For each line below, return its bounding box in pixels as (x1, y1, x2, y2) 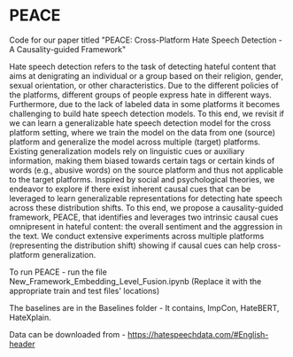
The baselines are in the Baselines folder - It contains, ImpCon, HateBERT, (9, 302, 280, 313)
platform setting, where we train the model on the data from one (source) (9, 127, 276, 137)
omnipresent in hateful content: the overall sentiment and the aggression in (9, 221, 283, 231)
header (9, 338, 35, 349)
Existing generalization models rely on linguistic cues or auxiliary (9, 145, 245, 156)
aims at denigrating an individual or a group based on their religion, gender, (9, 70, 283, 81)
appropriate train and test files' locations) (9, 285, 160, 296)
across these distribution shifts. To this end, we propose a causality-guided (9, 202, 284, 213)
